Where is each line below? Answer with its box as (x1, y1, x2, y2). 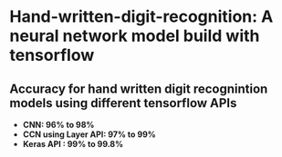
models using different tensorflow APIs (9, 95, 237, 111)
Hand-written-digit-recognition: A (9, 6, 274, 27)
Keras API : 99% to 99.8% (22, 139, 124, 149)
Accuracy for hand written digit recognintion (9, 81, 268, 96)
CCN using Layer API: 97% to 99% (22, 129, 157, 140)
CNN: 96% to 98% (22, 120, 95, 130)
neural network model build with (9, 25, 260, 46)
